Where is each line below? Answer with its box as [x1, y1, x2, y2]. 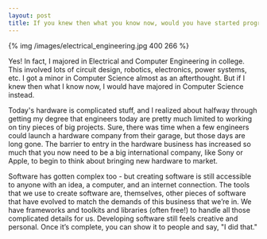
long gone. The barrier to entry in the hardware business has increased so [8, 139, 252, 148]
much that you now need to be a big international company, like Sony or [8, 148, 244, 157]
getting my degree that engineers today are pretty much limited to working [8, 114, 253, 123]
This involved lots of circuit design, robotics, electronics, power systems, [8, 64, 247, 74]
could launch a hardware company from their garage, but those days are [8, 130, 246, 140]
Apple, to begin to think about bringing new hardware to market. [8, 156, 219, 165]
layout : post [8, 11, 52, 20]
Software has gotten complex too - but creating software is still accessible [8, 172, 252, 181]
